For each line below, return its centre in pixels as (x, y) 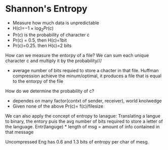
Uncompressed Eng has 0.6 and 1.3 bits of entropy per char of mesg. (77, 141)
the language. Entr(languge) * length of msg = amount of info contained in (82, 126)
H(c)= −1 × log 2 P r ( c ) (33, 29)
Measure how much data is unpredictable (56, 23)
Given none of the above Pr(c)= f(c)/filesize (58, 106)
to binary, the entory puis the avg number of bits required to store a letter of (84, 121)
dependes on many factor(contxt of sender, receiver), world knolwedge (87, 101)
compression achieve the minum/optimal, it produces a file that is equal (87, 76)
